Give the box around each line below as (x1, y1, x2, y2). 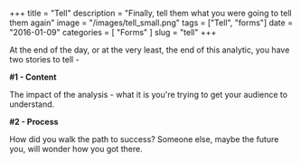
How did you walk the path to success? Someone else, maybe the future (9, 134, 279, 144)
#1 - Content (9, 72, 57, 82)
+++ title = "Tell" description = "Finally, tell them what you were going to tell (9, 8, 292, 18)
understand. (9, 99, 55, 110)
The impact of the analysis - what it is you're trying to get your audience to (9, 90, 287, 100)
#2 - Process (9, 117, 59, 127)
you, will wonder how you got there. (9, 144, 143, 154)
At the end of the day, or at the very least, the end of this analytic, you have (9, 44, 290, 55)
